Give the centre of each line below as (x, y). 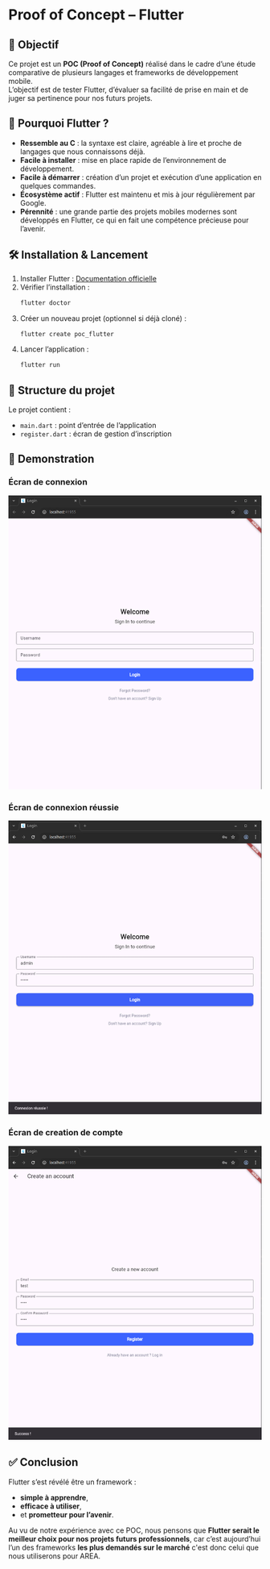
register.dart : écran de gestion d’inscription (96, 434)
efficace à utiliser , (51, 1506)
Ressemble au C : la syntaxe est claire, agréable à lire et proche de (131, 143)
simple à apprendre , (54, 1497)
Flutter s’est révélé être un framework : (72, 1482)
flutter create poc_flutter (67, 334)
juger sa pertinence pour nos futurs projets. (80, 98)
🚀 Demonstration (51, 459)
